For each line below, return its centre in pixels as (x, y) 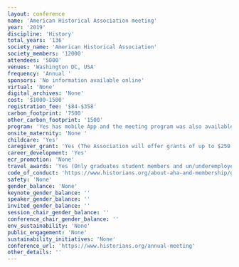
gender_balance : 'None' (43, 186)
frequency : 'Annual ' (39, 73)
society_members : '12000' (46, 54)
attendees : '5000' (34, 61)
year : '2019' (27, 27)
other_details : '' (34, 252)
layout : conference (36, 14)
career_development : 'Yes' (47, 153)
